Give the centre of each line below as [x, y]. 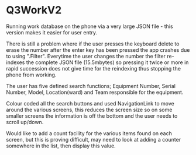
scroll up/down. [25, 122]
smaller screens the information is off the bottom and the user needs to [92, 116]
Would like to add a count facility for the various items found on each [89, 133]
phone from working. [31, 75]
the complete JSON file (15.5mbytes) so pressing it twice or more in [107, 62]
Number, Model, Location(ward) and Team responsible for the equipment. [95, 92]
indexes [16, 62]
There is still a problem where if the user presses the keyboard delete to [93, 44]
